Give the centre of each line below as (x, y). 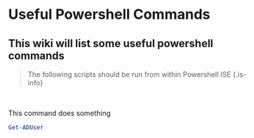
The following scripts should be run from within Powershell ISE (129, 74)
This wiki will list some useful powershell (111, 44)
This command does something (60, 113)
